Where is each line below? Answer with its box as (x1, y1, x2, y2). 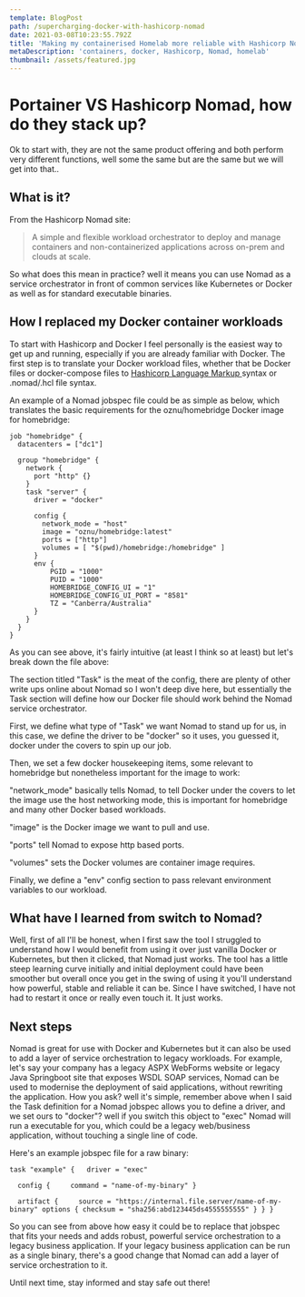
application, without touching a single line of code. (9, 1130, 198, 1141)
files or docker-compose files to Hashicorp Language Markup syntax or (9, 367, 277, 378)
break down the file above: (9, 656, 110, 667)
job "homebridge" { (9, 431, 84, 441)
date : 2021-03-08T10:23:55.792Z (9, 30, 132, 39)
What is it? (9, 190, 71, 206)
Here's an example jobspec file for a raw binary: (9, 1148, 189, 1159)
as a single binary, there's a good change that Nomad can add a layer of (9, 1250, 280, 1261)
